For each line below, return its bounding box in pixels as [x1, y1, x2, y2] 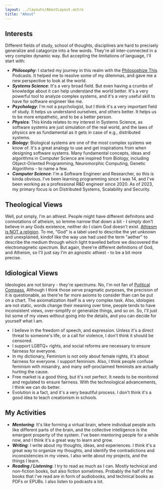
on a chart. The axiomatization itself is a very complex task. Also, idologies [5, 297, 155, 303]
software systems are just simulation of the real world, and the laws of [12, 125, 153, 130]
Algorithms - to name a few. [12, 166, 68, 172]
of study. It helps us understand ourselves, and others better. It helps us [12, 109, 157, 115]
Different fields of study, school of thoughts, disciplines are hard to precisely [5, 42, 159, 49]
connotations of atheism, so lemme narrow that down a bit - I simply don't [5, 218, 153, 224]
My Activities [5, 409, 46, 417]
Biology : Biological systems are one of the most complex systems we [12, 140, 152, 146]
